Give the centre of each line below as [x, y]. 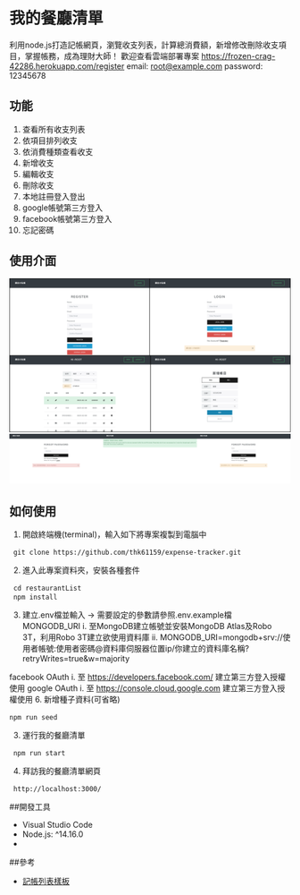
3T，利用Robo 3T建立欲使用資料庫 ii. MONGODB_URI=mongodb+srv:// [152, 637]
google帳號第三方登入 [62, 208]
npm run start [39, 754]
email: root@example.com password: [195, 66]
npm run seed [33, 718]
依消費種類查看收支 [58, 151]
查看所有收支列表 [54, 129]
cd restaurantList [47, 588]
